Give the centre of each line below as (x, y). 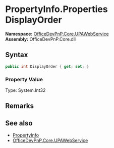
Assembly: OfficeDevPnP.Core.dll (41, 39)
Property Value (24, 79)
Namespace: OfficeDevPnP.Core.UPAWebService (57, 34)
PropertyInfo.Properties (56, 9)
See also (19, 123)
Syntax (17, 55)
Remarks (20, 106)
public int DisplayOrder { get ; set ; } (47, 66)
